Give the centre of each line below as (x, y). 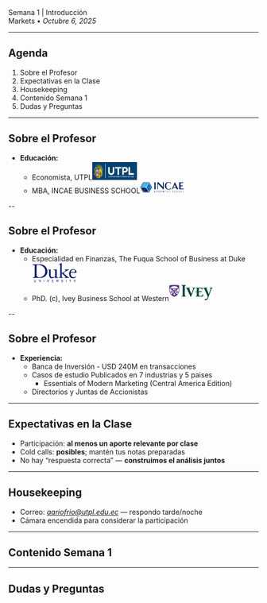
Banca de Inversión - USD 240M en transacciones (114, 366)
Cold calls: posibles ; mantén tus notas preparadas (102, 451)
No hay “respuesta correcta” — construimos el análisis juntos (122, 460)
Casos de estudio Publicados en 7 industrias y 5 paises (122, 375)
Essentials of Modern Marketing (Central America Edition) (138, 383)
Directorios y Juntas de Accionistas (90, 392)
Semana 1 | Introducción (48, 12)
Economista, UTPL (62, 177)
